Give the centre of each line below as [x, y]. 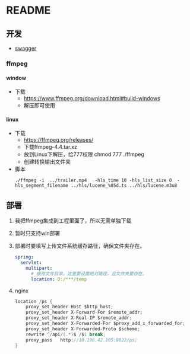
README [28, 10]
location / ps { [34, 301]
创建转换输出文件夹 [47, 162]
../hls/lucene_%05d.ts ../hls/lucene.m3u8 [124, 186]
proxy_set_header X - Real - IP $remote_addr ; [79, 318]
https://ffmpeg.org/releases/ [58, 140]
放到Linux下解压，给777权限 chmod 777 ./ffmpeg [84, 154]
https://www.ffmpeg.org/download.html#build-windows [92, 98]
